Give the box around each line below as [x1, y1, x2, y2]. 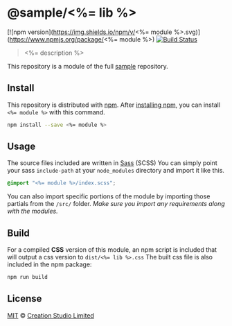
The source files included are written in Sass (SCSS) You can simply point [7, 159, 218, 167]
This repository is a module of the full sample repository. [7, 62, 168, 70]
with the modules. [7, 207, 58, 216]
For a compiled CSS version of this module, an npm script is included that [7, 246, 217, 254]
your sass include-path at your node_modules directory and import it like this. [7, 166, 225, 175]
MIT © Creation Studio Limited [7, 311, 95, 320]
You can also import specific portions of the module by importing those [7, 192, 211, 200]
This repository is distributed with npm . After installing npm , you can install [7, 101, 220, 109]
